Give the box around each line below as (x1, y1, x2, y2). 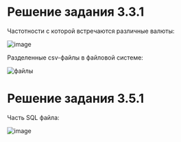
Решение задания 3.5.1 (7, 91, 144, 106)
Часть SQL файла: (7, 113, 60, 121)
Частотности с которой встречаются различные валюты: (7, 27, 175, 35)
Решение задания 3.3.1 (7, 4, 145, 20)
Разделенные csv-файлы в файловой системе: (7, 53, 144, 62)
